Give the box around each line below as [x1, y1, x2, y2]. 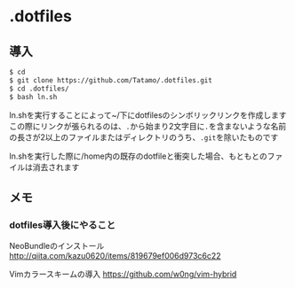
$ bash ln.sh [9, 92, 58, 101]
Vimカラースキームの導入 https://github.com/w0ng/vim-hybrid [9, 269, 237, 280]
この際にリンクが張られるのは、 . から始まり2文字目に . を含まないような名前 [9, 121, 287, 131]
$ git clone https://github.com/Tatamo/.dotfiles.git [9, 75, 213, 85]
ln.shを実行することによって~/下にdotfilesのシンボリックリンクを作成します [9, 109, 287, 121]
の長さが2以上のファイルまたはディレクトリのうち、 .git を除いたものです [9, 131, 279, 143]
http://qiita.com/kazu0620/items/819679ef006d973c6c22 [9, 251, 221, 261]
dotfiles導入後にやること [9, 219, 116, 231]
